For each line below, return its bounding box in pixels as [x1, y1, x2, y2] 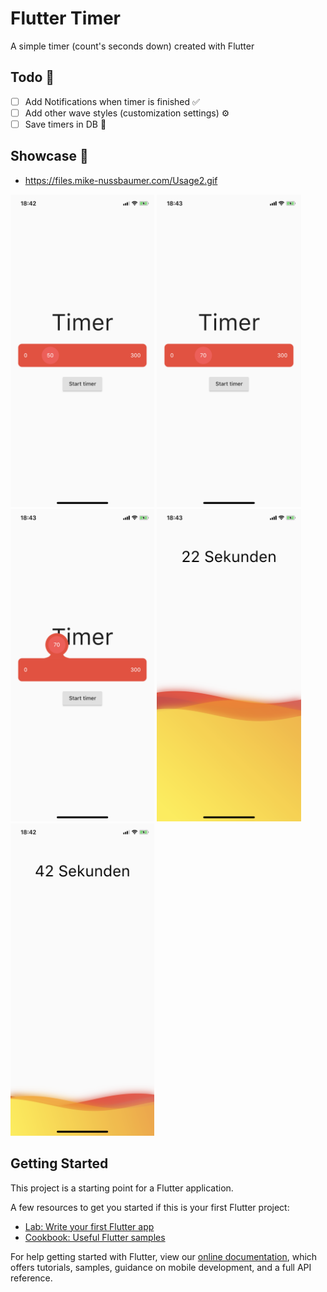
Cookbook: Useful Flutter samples [24, 1231, 166, 1243]
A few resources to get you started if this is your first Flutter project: [10, 1201, 290, 1213]
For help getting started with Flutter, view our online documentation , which [10, 1250, 318, 1262]
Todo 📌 [10, 69, 55, 86]
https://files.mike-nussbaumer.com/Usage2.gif [24, 174, 218, 186]
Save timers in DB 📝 [24, 118, 107, 130]
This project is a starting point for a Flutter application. [10, 1182, 234, 1194]
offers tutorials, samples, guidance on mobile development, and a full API [10, 1261, 312, 1273]
